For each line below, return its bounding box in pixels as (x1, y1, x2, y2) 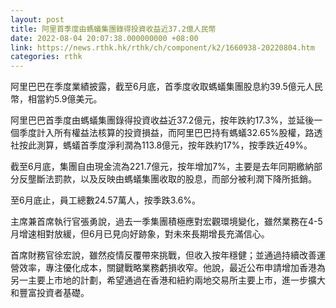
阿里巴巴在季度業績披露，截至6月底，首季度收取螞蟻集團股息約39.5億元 (10, 81, 306, 93)
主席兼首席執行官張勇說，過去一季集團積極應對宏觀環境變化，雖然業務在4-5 (10, 216, 323, 228)
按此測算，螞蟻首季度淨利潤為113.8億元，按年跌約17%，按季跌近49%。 (18, 139, 313, 151)
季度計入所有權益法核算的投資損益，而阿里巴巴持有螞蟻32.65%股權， (18, 127, 306, 139)
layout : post (10, 14, 65, 25)
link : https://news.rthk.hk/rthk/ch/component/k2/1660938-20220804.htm (10, 42, 315, 53)
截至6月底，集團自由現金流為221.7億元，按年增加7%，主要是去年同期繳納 (10, 161, 314, 173)
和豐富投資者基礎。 (10, 287, 90, 299)
